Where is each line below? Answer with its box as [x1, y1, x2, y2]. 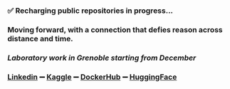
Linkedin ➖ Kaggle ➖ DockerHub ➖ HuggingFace [7, 72, 177, 82]
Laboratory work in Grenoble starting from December [7, 53, 197, 63]
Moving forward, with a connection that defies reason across [7, 24, 223, 34]
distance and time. [7, 33, 73, 43]
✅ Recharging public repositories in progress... [7, 6, 173, 16]
